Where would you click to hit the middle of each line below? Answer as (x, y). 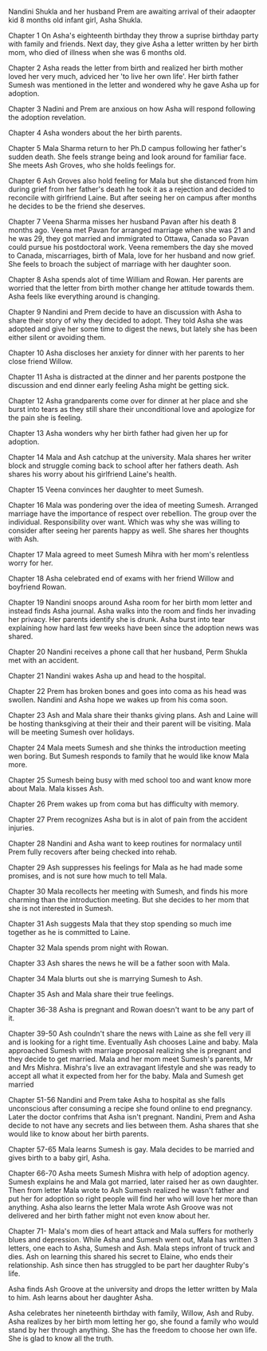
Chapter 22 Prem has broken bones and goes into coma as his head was (128, 691)
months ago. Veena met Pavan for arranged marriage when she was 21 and (132, 230)
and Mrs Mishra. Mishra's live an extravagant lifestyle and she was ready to (132, 1068)
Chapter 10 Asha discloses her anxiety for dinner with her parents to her (126, 353)
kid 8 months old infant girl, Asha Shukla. (76, 20)
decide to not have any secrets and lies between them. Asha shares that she (133, 1125)
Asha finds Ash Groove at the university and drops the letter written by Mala (133, 1289)
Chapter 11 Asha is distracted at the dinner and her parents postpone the (127, 377)
